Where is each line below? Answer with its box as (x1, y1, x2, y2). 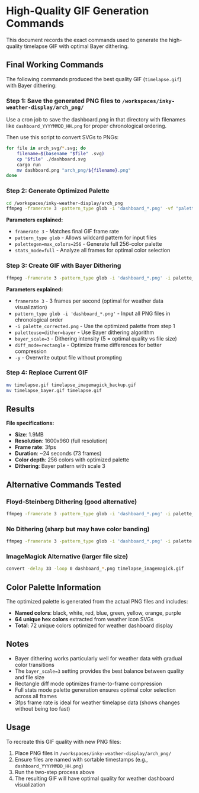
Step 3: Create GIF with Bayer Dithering (6, 262, 121, 270)
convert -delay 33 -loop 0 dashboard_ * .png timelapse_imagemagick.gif (6, 566, 184, 572)
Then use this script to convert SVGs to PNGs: (6, 134, 119, 141)
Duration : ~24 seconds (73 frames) (14, 450, 102, 457)
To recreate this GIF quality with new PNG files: (6, 738, 121, 745)
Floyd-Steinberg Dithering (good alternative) (6, 497, 137, 506)
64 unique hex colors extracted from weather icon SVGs (14, 616, 154, 623)
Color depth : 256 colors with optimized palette (14, 456, 129, 463)
